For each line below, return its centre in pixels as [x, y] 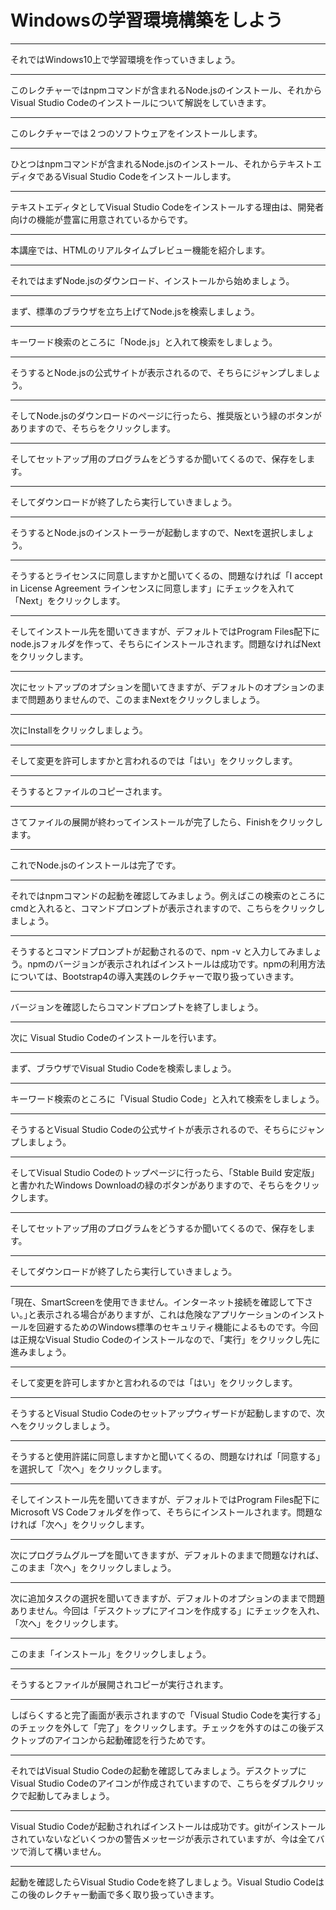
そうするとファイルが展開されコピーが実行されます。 [119, 1684]
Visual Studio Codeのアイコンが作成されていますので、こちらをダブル [154, 1783]
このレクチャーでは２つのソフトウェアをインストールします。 [136, 133]
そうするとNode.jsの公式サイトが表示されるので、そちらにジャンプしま [157, 372]
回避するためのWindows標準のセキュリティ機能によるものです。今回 [177, 1327]
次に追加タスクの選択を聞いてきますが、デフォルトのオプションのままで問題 [167, 1598]
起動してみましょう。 [71, 1795]
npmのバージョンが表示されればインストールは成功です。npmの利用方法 [176, 963]
